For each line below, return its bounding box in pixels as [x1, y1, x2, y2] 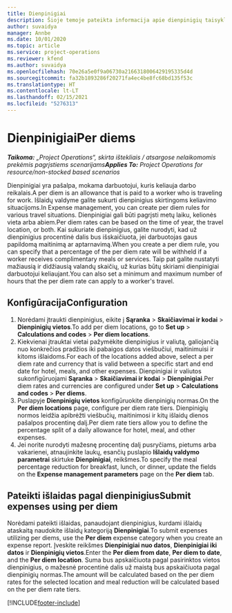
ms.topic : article [7, 42, 60, 49]
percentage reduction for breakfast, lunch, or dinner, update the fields [17, 462, 217, 471]
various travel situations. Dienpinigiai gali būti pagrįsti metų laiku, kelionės [7, 211, 217, 219]
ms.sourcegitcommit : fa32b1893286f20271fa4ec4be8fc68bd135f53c [7, 74, 193, 82]
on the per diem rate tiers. [7, 585, 81, 594]
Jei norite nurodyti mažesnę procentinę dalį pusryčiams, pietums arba [17, 441, 217, 449]
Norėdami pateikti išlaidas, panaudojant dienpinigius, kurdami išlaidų [7, 519, 202, 527]
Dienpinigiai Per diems [7, 130, 136, 146]
